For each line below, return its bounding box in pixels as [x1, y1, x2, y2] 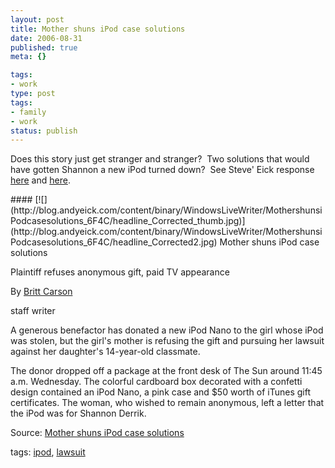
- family [10, 107, 47, 117]
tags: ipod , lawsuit [10, 446, 86, 458]
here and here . [10, 174, 71, 186]
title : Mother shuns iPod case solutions [10, 24, 186, 34]
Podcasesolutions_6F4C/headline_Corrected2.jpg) [10, 236, 218, 248]
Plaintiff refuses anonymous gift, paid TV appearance [10, 266, 230, 278]
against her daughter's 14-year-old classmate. [10, 346, 201, 358]
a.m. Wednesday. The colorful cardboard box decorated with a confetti [10, 376, 303, 388]
